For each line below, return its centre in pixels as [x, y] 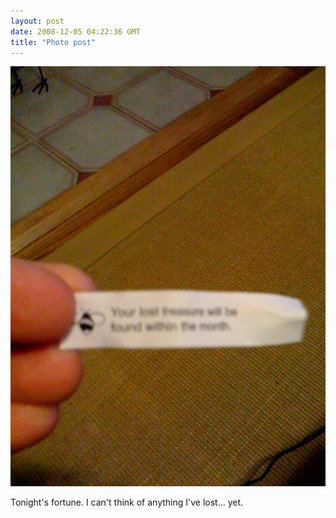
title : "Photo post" [53, 42]
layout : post [37, 21]
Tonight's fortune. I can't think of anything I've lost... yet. [127, 502]
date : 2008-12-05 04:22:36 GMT [75, 31]
